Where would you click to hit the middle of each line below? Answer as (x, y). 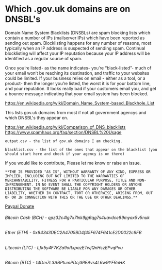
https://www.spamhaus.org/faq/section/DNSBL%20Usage (63, 132)
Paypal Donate (20, 206)
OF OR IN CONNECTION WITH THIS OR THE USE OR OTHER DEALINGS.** (71, 197)
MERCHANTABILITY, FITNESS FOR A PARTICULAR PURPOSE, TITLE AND (70, 180)
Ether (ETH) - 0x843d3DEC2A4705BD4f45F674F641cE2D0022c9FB (73, 233)
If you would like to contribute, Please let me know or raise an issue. (73, 163)
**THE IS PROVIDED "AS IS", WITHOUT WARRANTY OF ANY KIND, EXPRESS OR (78, 172)
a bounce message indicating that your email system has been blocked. (77, 94)
